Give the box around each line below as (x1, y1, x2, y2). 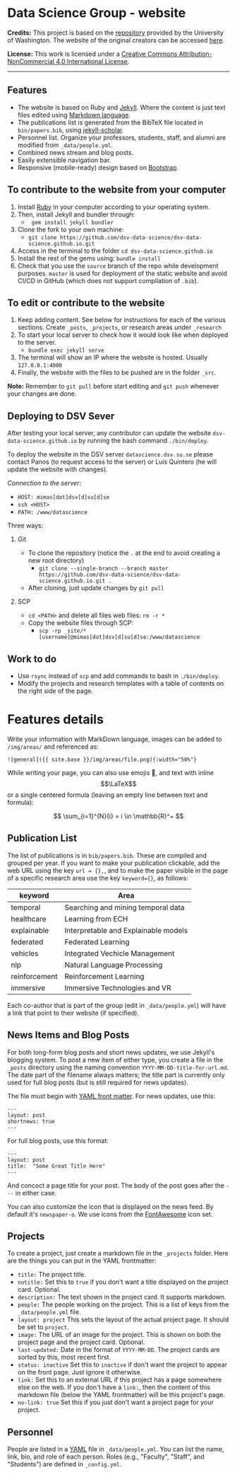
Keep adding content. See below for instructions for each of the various (17, 316, 226, 324)
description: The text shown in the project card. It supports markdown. (17, 1293, 226, 1302)
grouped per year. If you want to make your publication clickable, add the (7, 859, 220, 867)
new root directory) (28, 556, 85, 565)
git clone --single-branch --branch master (38, 565, 169, 573)
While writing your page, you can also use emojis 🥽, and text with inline (7, 768, 214, 776)
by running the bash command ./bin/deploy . (78, 437, 209, 445)
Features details (7, 711, 104, 728)
